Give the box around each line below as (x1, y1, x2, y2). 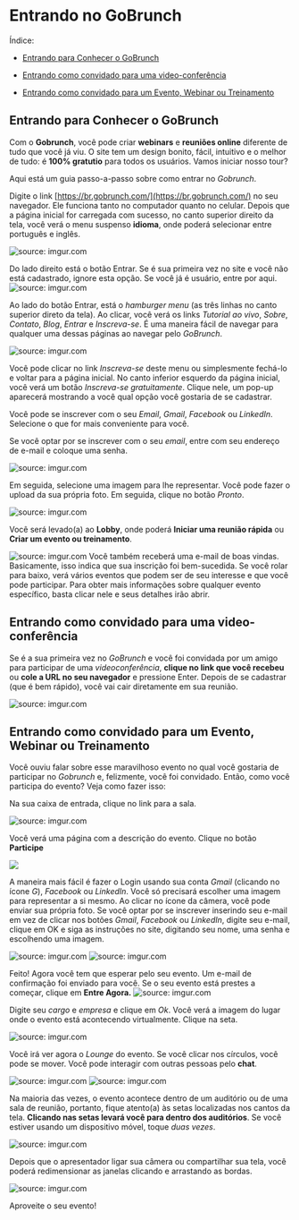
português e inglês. (9, 228, 80, 239)
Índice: (9, 35, 35, 46)
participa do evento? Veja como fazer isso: (9, 781, 167, 792)
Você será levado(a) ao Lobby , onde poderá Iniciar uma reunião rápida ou (9, 524, 284, 534)
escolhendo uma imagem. (9, 934, 104, 944)
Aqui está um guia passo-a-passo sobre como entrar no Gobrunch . (9, 173, 257, 183)
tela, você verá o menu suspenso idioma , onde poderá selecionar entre (9, 218, 272, 229)
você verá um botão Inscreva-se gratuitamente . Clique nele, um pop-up (9, 381, 274, 392)
